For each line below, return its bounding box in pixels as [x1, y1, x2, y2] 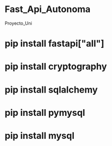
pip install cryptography [5, 61, 107, 72]
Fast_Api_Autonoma [5, 4, 91, 15]
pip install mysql [5, 130, 75, 141]
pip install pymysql [5, 107, 85, 118]
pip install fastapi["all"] [5, 38, 104, 49]
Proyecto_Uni [5, 20, 32, 26]
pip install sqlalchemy [5, 84, 98, 95]
